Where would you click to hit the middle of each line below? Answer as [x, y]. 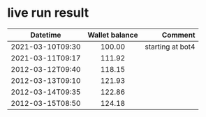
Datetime [46, 35]
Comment [178, 35]
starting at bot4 [170, 47]
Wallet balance [112, 35]
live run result [48, 13]
